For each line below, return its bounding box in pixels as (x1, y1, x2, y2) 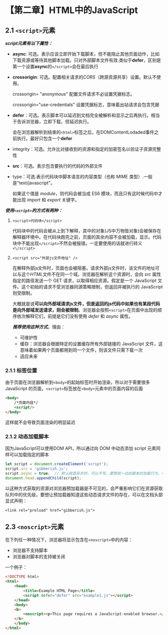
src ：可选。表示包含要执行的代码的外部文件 (12, 163, 103, 169)
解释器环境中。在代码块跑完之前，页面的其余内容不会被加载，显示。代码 (12, 234, 161, 240)
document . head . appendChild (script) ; (5, 475, 81, 481)
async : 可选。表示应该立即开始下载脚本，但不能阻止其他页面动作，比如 (12, 51, 160, 57)
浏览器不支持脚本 (12, 547, 48, 553)
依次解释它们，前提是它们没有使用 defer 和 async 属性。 (16, 313, 133, 319)
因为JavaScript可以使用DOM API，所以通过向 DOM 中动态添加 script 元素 (5, 445, 156, 451)
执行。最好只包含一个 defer (16, 136, 72, 141)
